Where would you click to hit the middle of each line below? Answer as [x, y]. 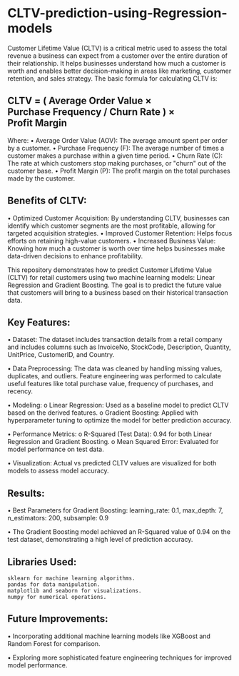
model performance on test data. [56, 449]
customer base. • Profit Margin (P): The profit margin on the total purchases [119, 171]
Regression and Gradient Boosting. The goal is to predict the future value [115, 285]
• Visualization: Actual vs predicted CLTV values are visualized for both [112, 463]
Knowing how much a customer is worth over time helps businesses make [116, 248]
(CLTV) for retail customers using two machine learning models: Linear [111, 277]
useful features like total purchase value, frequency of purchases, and [111, 384]
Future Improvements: [58, 619]
